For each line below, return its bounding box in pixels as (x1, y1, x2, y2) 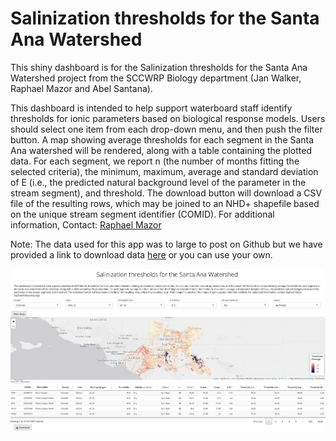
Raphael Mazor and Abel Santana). (10, 82, 153, 94)
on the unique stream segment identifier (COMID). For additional (10, 208, 275, 220)
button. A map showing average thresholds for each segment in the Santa (10, 133, 315, 146)
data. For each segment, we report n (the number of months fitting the (10, 155, 300, 167)
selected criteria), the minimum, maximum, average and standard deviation (10, 165, 319, 177)
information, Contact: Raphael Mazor (10, 218, 162, 231)
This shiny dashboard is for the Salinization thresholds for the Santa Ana (10, 61, 308, 73)
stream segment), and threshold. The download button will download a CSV (10, 187, 323, 199)
